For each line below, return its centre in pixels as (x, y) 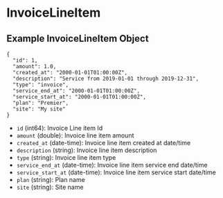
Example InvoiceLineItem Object (78, 39)
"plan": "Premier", (41, 103)
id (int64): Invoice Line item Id (60, 128)
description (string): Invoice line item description (87, 150)
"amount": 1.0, (35, 67)
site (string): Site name (50, 187)
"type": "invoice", (41, 85)
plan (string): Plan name (51, 180)
